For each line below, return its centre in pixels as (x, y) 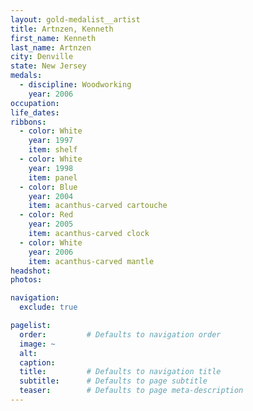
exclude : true (48, 307)
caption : (37, 362)
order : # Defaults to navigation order (120, 334)
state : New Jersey (48, 66)
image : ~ (37, 344)
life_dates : (35, 112)
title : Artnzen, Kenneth (62, 29)
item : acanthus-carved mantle (91, 261)
